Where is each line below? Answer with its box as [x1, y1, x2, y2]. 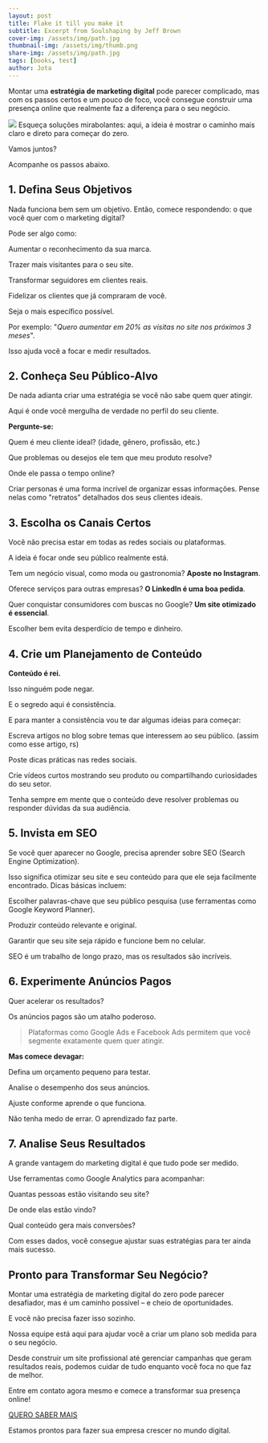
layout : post [8, 11, 52, 20]
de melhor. [8, 1371, 44, 1380]
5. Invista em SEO [8, 826, 98, 841]
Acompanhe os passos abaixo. [8, 159, 110, 169]
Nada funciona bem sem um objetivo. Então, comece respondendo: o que [8, 204, 253, 214]
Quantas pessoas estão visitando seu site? [8, 1190, 150, 1199]
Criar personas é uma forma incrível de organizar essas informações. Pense [8, 484, 260, 494]
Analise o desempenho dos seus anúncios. [8, 1083, 150, 1092]
